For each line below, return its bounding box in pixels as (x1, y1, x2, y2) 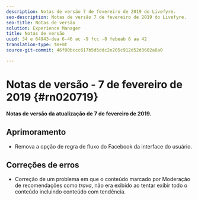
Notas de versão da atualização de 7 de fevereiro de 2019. (6, 110, 152, 117)
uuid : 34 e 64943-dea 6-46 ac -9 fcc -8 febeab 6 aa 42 (6, 36, 147, 42)
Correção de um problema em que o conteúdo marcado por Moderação (14, 176, 191, 183)
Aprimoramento (6, 127, 66, 137)
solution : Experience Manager (6, 25, 81, 31)
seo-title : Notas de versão (6, 20, 76, 25)
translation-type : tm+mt (6, 42, 68, 48)
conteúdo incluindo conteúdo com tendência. (14, 188, 126, 195)
